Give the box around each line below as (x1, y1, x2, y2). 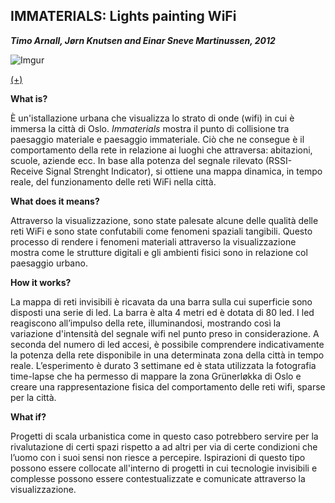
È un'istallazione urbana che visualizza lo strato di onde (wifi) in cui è (10, 112, 295, 124)
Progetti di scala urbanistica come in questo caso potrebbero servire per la (10, 430, 319, 442)
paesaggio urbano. (10, 257, 88, 269)
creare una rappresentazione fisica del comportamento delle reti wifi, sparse (10, 380, 326, 393)
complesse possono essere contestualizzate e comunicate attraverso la (10, 472, 306, 484)
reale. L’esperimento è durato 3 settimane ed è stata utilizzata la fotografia (10, 359, 317, 371)
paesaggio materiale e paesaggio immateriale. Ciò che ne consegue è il (10, 133, 305, 145)
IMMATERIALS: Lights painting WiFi (10, 8, 237, 25)
